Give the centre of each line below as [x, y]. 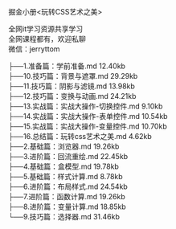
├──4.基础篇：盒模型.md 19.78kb [63, 166]
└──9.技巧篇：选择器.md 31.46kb [64, 217]
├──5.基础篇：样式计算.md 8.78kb [65, 176]
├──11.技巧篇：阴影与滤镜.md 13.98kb [72, 86]
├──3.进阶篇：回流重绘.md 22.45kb [68, 156]
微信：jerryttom [34, 49]
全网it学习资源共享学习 [45, 29]
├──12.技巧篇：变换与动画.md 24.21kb [72, 96]
